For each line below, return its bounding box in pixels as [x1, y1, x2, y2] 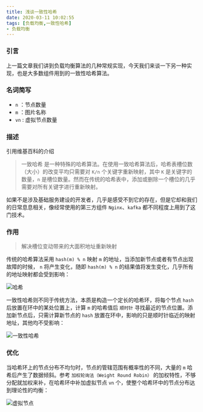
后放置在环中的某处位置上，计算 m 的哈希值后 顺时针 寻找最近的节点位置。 [6, 304, 188, 311]
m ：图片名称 [15, 108, 47, 116]
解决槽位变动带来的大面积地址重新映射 [21, 243, 117, 250]
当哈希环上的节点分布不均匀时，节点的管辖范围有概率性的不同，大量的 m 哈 [6, 364, 193, 371]
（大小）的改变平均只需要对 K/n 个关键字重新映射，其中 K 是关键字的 [21, 168, 193, 176]
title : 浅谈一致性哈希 [6, 8, 58, 15]
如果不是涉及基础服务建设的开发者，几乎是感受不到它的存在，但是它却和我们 [6, 196, 198, 204]
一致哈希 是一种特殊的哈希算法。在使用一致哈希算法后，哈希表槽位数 [21, 161, 193, 168]
